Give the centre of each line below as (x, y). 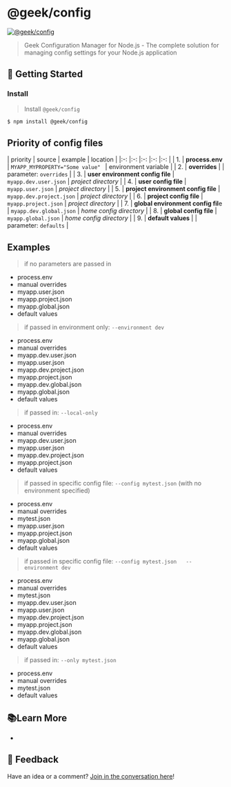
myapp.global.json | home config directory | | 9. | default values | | (102, 218)
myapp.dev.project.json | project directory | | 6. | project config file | (105, 196)
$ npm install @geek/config (48, 121)
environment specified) (57, 490)
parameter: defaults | (38, 226)
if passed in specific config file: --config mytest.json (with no (113, 484)
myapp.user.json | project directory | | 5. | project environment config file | (114, 189)
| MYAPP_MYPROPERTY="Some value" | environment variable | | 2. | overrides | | (116, 167)
